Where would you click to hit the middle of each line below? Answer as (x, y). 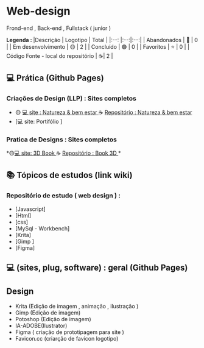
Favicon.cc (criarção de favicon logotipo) (67, 338)
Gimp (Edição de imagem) (48, 313)
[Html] (23, 215)
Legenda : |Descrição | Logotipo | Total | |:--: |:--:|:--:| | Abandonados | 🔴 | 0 (102, 40)
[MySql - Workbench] (42, 228)
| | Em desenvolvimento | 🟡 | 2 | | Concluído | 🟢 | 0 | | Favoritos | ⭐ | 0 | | (98, 46)
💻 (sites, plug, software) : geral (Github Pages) (97, 268)
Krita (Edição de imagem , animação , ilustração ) (77, 306)
